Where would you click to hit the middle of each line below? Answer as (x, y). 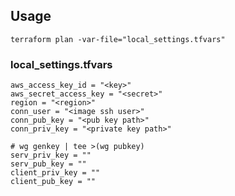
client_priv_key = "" (55, 173)
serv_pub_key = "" (48, 164)
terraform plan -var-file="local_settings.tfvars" (118, 39)
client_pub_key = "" (53, 182)
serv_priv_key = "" (51, 155)
